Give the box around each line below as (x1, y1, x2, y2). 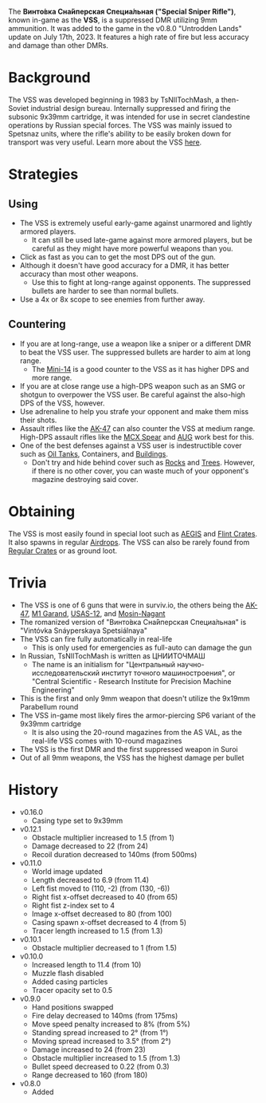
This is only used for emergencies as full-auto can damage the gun (31, 642, 252, 652)
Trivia (8, 574, 47, 591)
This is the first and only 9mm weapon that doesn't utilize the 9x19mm (19, 694, 251, 703)
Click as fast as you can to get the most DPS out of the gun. (19, 251, 217, 262)
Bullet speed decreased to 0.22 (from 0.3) (31, 1061, 170, 1071)
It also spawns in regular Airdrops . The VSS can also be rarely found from (8, 537, 250, 547)
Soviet (8, 103, 29, 113)
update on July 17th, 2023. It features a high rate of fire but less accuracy (8, 32, 249, 42)
